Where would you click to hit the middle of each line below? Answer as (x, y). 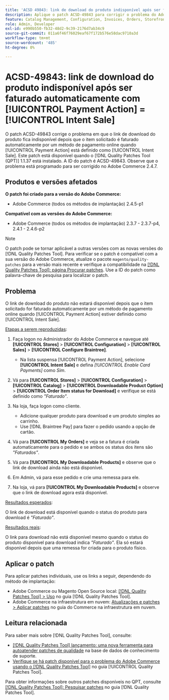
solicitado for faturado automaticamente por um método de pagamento (79, 309)
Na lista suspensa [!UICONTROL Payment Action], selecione (82, 360)
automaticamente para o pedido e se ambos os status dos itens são (83, 447)
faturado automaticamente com (73, 98)
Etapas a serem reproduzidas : (36, 330)
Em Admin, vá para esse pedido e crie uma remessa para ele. (76, 478)
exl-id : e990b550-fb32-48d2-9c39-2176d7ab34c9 (55, 29)
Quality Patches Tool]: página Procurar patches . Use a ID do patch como (80, 270)
